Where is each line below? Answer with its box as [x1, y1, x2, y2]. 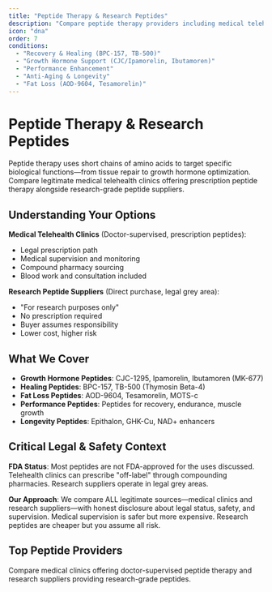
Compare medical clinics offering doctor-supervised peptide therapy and [8, 565, 253, 575]
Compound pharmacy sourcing [19, 263, 124, 272]
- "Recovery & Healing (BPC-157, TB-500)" [15, 49, 161, 58]
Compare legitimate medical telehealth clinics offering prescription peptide [8, 176, 257, 186]
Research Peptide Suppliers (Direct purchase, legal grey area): [8, 287, 220, 297]
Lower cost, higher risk [19, 328, 97, 338]
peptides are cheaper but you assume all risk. [8, 520, 161, 530]
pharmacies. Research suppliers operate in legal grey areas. [8, 478, 209, 488]
